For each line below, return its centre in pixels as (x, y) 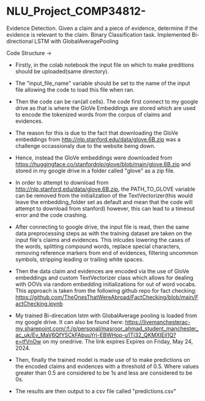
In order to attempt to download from (62, 182)
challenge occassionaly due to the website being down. (85, 145)
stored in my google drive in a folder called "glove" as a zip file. (95, 171)
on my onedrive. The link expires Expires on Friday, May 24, (118, 341)
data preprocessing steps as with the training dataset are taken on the (103, 233)
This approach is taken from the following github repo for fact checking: (106, 290)
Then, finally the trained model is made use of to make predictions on (103, 359)
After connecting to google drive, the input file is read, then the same (102, 227)
